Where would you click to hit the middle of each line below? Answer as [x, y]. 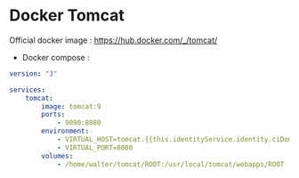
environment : [65, 131]
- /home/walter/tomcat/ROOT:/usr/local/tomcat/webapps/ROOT [170, 164]
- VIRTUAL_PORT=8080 [95, 148]
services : [28, 90]
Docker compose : [56, 57]
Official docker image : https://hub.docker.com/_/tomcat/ [113, 40]
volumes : [57, 156]
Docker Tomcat [67, 16]
